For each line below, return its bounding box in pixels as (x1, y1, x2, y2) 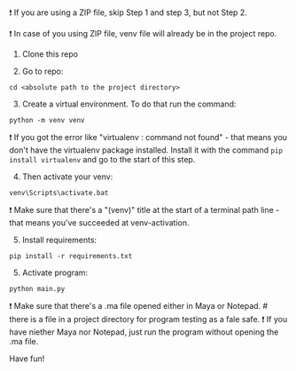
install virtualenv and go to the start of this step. (9, 154, 196, 164)
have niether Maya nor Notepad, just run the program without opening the (9, 327, 279, 337)
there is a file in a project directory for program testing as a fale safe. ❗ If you (9, 314, 288, 324)
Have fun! (9, 353, 45, 364)
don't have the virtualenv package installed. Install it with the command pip (9, 145, 284, 155)
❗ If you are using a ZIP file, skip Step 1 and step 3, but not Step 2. (9, 7, 248, 18)
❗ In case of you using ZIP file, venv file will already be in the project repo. (9, 28, 277, 38)
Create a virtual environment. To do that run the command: (21, 99, 237, 109)
